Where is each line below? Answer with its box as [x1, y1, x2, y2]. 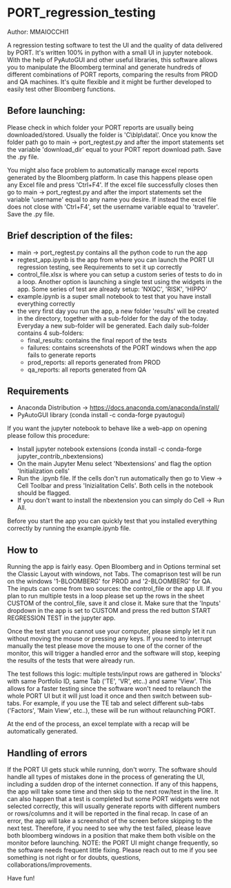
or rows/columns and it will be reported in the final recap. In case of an [7, 809, 208, 818]
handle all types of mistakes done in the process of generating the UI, [7, 773, 205, 780]
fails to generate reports [27, 350, 97, 359]
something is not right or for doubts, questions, [7, 854, 141, 861]
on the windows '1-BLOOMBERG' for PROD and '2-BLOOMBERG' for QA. [7, 577, 212, 585]
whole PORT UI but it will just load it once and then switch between [7, 692, 198, 700]
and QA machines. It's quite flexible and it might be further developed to [7, 77, 212, 85]
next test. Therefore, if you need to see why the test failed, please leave [7, 824, 212, 832]
